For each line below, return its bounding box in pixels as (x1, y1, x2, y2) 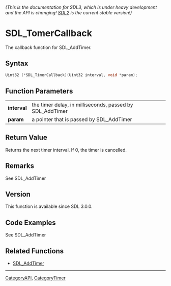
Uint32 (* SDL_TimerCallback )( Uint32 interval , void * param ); (5, 73, 138, 78)
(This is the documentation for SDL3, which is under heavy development (5, 4, 157, 10)
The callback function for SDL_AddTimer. (5, 44, 92, 51)
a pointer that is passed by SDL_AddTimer (32, 116, 132, 123)
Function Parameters (5, 87, 73, 96)
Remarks (5, 161, 35, 171)
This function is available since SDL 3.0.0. (5, 203, 93, 209)
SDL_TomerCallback (5, 27, 93, 39)
